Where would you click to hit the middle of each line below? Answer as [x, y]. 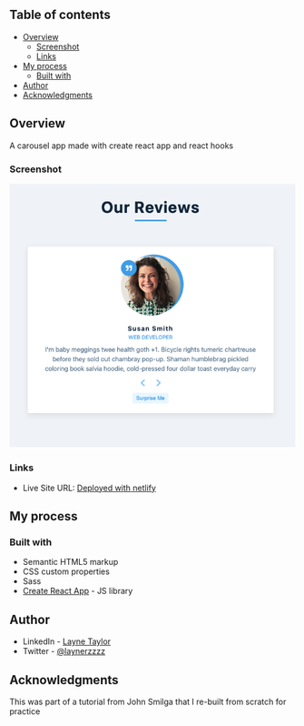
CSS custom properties [66, 571]
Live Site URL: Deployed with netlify [89, 488]
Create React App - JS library [78, 591]
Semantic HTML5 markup [70, 562]
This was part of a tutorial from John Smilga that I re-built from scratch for [148, 701]
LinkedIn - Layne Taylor [67, 641]
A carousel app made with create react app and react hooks [122, 146]
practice [25, 711]
